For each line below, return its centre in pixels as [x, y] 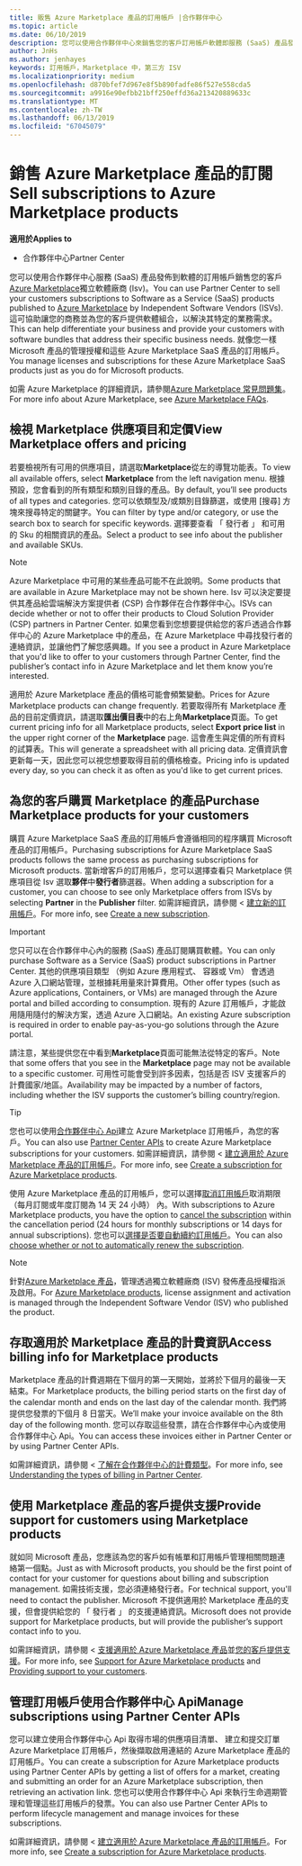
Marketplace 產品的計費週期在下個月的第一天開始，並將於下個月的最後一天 [148, 1380]
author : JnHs [34, 51]
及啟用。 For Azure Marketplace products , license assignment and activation [150, 1292]
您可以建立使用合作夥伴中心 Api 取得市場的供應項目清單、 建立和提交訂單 [145, 1739]
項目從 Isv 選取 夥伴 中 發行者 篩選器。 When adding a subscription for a [145, 881]
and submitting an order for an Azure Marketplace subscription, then [136, 1781]
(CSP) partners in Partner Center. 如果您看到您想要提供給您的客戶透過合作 [147, 624]
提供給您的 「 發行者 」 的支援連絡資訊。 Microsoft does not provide [166, 1611]
